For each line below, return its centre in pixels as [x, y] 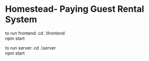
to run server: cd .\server [31, 48]
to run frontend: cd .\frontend [35, 33]
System [21, 19]
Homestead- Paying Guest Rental [75, 9]
